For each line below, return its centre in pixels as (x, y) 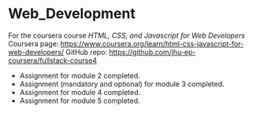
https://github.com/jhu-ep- (153, 52)
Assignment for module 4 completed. (80, 92)
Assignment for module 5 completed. (80, 100)
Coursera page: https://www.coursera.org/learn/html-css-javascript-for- (126, 43)
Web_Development (72, 14)
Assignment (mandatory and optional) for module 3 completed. (122, 84)
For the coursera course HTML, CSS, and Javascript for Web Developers (127, 35)
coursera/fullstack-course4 (52, 60)
